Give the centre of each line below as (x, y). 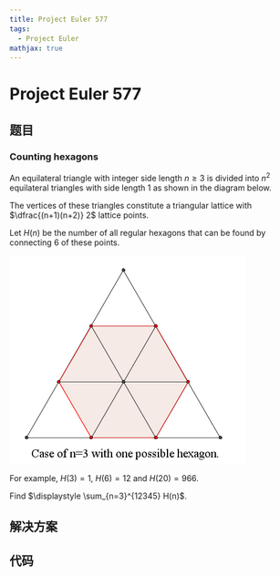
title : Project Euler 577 (58, 19)
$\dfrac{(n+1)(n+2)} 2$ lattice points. (79, 215)
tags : (20, 29)
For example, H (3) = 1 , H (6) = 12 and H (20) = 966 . (104, 478)
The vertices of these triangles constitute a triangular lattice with (131, 205)
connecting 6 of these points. (65, 242)
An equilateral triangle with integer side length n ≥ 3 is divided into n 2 (140, 177)
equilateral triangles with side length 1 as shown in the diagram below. (140, 188)
